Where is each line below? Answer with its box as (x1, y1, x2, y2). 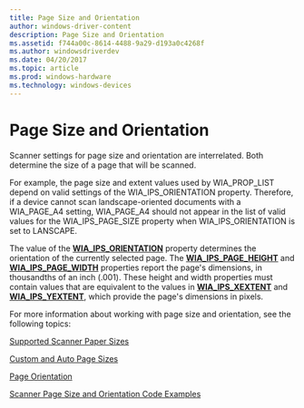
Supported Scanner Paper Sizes (9, 335, 130, 346)
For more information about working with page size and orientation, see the (9, 308, 292, 319)
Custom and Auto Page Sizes (9, 353, 119, 364)
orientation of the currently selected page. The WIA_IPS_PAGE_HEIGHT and (9, 252, 295, 263)
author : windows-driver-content (9, 22, 132, 31)
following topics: (9, 318, 71, 329)
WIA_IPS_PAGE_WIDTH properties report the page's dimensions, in (9, 262, 263, 273)
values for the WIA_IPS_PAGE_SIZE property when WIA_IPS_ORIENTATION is (9, 215, 296, 227)
